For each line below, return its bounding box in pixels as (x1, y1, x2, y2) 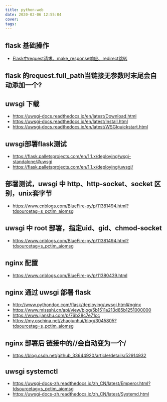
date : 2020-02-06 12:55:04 (5, 12, 62, 17)
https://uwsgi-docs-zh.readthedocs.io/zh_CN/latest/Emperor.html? (12, 380, 151, 386)
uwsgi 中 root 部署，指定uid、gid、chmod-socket (5, 224, 162, 232)
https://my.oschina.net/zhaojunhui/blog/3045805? (12, 318, 117, 324)
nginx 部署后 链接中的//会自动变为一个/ (5, 339, 126, 347)
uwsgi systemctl (5, 367, 58, 375)
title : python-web (5, 7, 44, 13)
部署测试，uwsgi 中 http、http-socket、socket (5, 180, 153, 188)
